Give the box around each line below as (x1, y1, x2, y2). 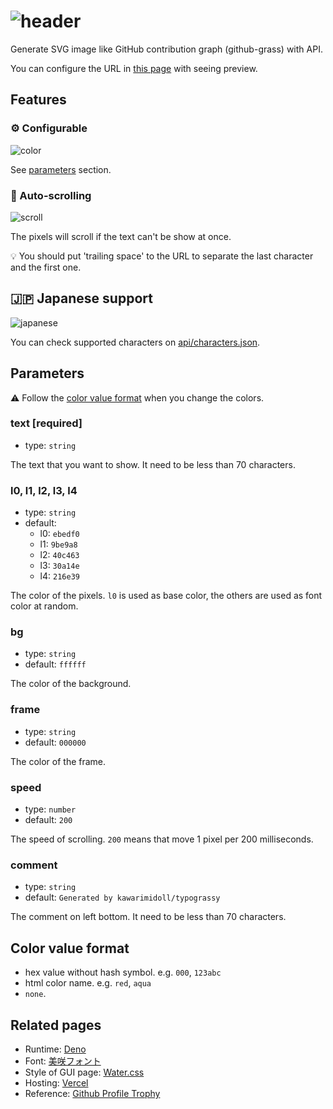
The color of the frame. (10, 755, 107, 767)
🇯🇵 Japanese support (10, 290, 153, 307)
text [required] (10, 416, 83, 430)
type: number (24, 803, 77, 815)
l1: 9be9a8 (39, 538, 78, 550)
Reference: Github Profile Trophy (24, 1087, 161, 1099)
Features (10, 91, 67, 109)
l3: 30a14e (39, 560, 80, 572)
